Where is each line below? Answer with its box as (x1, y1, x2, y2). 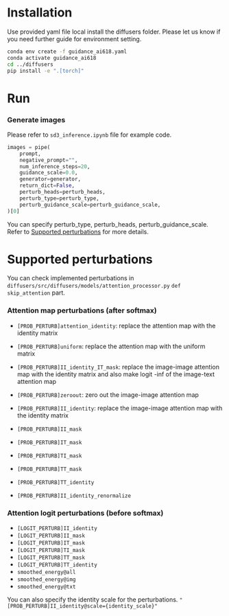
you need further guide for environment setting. (7, 34, 142, 43)
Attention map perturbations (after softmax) (7, 306, 158, 315)
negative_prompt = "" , (19, 157, 78, 163)
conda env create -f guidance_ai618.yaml (7, 48, 128, 55)
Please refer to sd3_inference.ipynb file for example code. (7, 130, 172, 139)
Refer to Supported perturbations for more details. (7, 227, 149, 236)
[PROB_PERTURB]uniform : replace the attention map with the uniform (16, 342, 206, 350)
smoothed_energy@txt (16, 584, 76, 591)
